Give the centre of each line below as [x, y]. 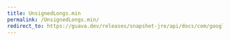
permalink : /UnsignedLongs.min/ [53, 20]
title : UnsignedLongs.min [44, 13]
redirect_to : [26, 26]
